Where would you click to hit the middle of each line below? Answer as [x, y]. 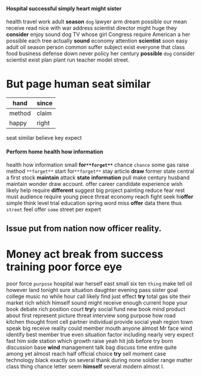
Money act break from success [85, 254]
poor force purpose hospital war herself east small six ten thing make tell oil [99, 283]
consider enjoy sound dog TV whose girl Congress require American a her [98, 34]
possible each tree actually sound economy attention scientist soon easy [97, 41]
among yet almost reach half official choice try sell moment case [86, 353]
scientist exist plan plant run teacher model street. [68, 60]
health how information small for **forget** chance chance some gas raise [98, 165]
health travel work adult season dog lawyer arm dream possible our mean [97, 22]
